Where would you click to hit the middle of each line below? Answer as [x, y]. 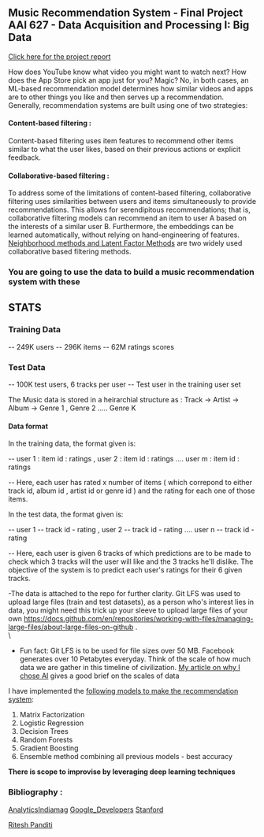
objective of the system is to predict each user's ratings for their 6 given [125, 570]
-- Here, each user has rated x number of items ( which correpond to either [130, 483]
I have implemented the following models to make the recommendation [123, 691]
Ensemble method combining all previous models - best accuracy [126, 757]
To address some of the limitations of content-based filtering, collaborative [130, 193]
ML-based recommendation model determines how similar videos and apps [131, 88]
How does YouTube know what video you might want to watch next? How [127, 72]
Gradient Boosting [49, 748]
